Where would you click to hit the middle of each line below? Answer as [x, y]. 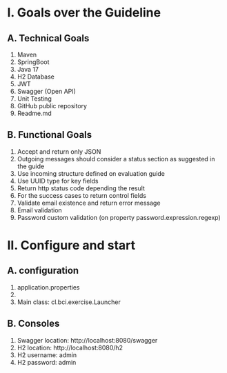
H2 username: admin [47, 355]
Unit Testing [34, 99]
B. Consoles [33, 324]
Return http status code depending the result [81, 188]
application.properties [49, 287]
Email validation [39, 210]
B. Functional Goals [50, 135]
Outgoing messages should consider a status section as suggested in [116, 159]
